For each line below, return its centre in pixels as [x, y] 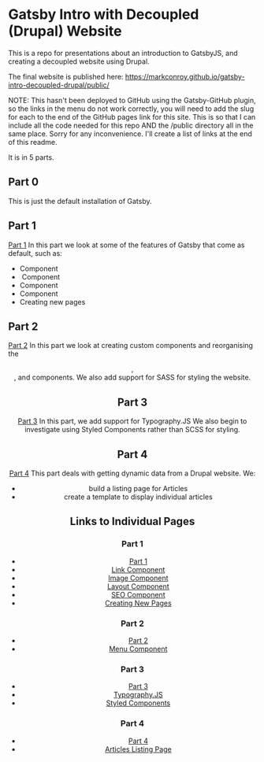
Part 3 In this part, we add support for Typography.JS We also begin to [132, 421]
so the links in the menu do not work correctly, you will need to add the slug [131, 109]
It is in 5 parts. [31, 157]
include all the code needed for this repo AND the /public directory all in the [131, 125]
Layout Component [138, 586]
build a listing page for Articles [138, 488]
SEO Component [138, 594]
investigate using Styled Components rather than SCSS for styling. [132, 430]
